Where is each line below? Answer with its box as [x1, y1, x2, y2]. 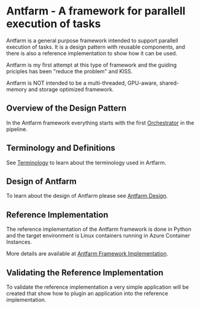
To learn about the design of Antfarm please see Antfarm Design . [6, 192, 168, 200]
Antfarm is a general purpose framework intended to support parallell [6, 37, 179, 44]
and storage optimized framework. [28, 85, 114, 93]
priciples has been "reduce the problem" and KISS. [6, 67, 133, 75]
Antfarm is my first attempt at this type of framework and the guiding [6, 61, 177, 69]
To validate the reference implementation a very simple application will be [6, 284, 189, 290]
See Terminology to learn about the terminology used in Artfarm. [6, 159, 167, 166]
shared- [159, 79, 180, 87]
